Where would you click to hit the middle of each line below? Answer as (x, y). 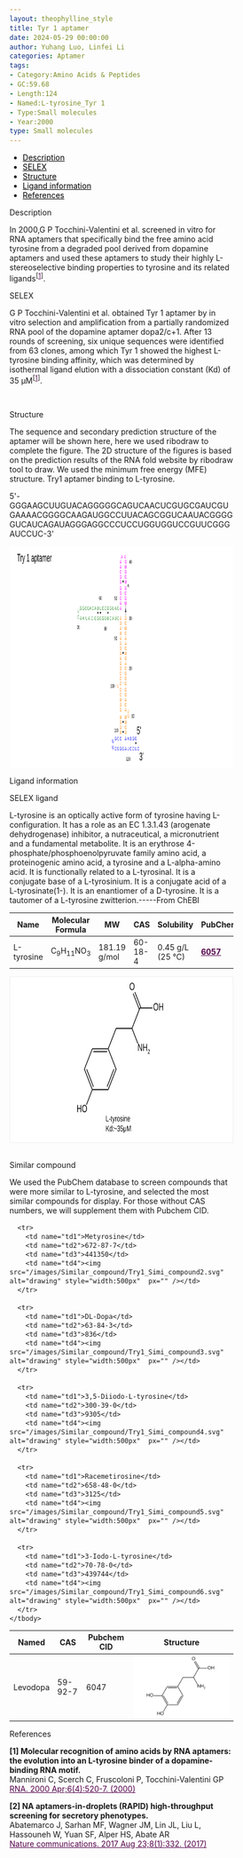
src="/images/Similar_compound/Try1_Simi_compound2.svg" (117, 1272)
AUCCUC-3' (32, 534)
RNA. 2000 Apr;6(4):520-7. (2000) (73, 1789)
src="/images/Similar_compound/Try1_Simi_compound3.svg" (117, 1352)
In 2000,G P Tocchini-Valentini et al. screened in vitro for (113, 230)
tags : (20, 66)
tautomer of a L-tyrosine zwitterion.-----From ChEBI (105, 901)
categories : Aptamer (47, 56)
